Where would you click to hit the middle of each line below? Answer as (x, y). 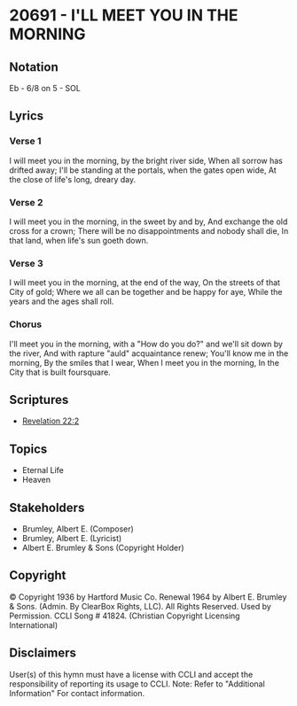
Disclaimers (43, 653)
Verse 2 (26, 202)
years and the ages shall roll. (62, 301)
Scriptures (39, 400)
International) (34, 625)
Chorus (26, 324)
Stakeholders (47, 507)
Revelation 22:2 (51, 421)
